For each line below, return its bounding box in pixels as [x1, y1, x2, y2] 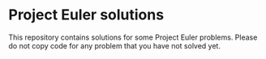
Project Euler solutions [8, 6, 165, 24]
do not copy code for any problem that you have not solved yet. [8, 40, 221, 50]
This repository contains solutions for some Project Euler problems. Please [8, 32, 258, 42]
